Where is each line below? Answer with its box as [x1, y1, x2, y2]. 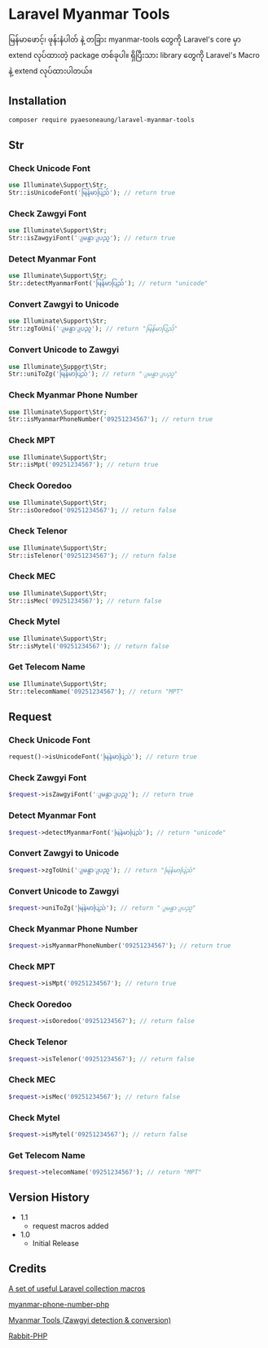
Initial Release [32, 1238, 80, 1248]
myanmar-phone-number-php [8, 1299, 110, 1309]
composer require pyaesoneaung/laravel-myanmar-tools [8, 116, 196, 124]
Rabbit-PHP [8, 1331, 48, 1341]
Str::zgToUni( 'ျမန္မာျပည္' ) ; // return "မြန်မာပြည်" [8, 325, 178, 333]
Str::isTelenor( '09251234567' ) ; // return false [8, 551, 177, 560]
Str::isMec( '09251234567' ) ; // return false [8, 596, 162, 605]
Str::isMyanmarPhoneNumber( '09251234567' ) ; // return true [8, 415, 213, 424]
